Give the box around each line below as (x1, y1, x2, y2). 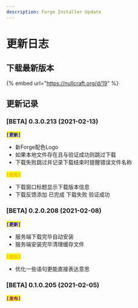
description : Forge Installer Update (6, 9, 102, 15)
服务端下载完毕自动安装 (15, 233, 74, 240)
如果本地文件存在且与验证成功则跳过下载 (15, 151, 116, 159)
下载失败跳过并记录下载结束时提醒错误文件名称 (15, 159, 132, 166)
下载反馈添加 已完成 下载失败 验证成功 (15, 191, 110, 198)
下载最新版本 (6, 63, 54, 74)
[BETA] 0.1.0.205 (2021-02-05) (6, 281, 100, 289)
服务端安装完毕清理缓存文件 (15, 241, 85, 248)
